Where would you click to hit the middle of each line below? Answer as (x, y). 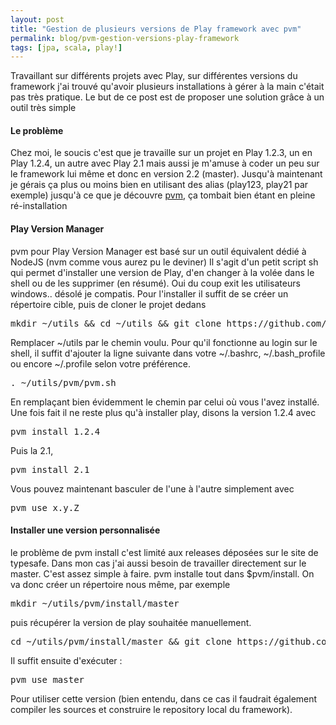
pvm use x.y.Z (45, 507)
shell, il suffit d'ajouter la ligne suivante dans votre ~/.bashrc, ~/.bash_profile (168, 353)
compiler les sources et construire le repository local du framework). (151, 709)
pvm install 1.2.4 (55, 431)
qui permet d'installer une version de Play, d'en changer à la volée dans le (162, 272)
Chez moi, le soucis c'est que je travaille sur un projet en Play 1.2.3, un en (161, 153)
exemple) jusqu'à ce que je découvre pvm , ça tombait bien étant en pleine (163, 195)
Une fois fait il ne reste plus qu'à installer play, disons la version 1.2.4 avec (163, 412)
